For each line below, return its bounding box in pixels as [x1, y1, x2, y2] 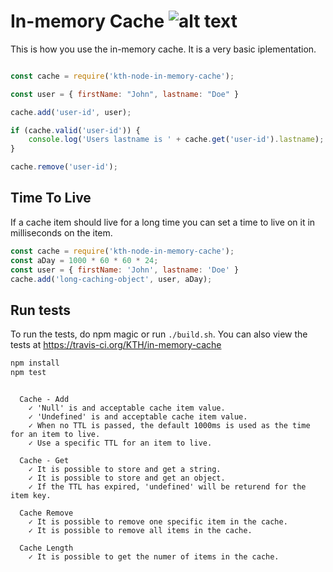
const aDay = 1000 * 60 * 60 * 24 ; [10, 255, 159, 265]
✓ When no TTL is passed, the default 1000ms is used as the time [28, 420, 311, 430]
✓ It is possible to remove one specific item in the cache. [28, 516, 288, 527]
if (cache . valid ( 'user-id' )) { [10, 125, 141, 135]
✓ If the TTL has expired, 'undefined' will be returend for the [28, 481, 307, 492]
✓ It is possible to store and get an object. [28, 473, 226, 483]
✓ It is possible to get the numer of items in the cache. [28, 551, 280, 562]
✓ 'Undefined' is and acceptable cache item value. [28, 411, 248, 422]
